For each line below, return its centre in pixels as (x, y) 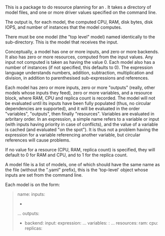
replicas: (33, 228)
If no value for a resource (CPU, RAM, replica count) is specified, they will (80, 150)
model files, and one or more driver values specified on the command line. (81, 12)
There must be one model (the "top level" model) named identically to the (80, 37)
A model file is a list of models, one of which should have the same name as (82, 165)
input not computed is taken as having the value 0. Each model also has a (80, 62)
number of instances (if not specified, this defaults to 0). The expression (79, 67)
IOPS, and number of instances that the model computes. (64, 27)
